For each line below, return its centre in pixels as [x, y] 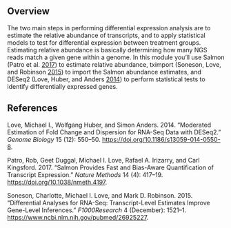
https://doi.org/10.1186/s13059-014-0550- [161, 139]
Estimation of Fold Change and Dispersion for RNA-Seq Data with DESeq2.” [114, 132]
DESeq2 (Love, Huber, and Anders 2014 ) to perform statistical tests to [106, 79]
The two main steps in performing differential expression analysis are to [109, 28]
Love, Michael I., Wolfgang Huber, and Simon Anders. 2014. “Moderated [109, 125]
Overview [29, 11]
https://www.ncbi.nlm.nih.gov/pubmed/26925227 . [78, 217]
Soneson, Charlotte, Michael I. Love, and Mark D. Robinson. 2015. [100, 195]
